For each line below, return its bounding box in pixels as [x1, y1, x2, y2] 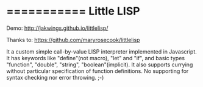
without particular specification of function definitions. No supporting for [6, 67, 189, 74]
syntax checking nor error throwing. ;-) [6, 74, 104, 81]
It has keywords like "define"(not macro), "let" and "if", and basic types [6, 54, 185, 61]
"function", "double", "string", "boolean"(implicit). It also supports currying [6, 61, 193, 68]
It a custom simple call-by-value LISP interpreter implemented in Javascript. [6, 47, 197, 55]
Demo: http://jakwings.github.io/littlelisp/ [6, 24, 109, 32]
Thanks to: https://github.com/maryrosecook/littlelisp [6, 36, 140, 43]
